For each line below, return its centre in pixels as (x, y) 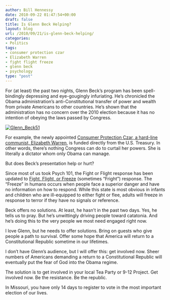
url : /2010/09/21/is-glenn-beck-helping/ (50, 34)
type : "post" (19, 76)
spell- (149, 91)
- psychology (19, 72)
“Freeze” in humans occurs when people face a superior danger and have (82, 184)
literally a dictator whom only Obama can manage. (58, 154)
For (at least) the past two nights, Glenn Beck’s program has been (74, 91)
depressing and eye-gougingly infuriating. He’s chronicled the (90, 96)
